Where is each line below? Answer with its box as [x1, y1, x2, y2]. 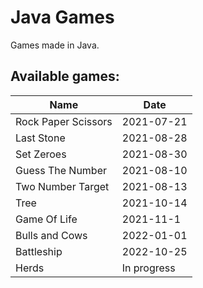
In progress [121, 261, 176, 275]
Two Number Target [15, 179, 110, 193]
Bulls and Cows [15, 228, 88, 242]
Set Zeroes [15, 147, 67, 161]
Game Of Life [15, 212, 78, 226]
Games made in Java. [10, 39, 100, 51]
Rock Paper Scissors [15, 114, 113, 128]
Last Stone [15, 131, 66, 145]
